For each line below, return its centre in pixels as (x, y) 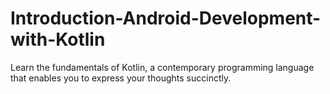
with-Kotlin (58, 39)
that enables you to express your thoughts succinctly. (121, 78)
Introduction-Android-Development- (166, 18)
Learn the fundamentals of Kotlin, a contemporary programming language (162, 67)
